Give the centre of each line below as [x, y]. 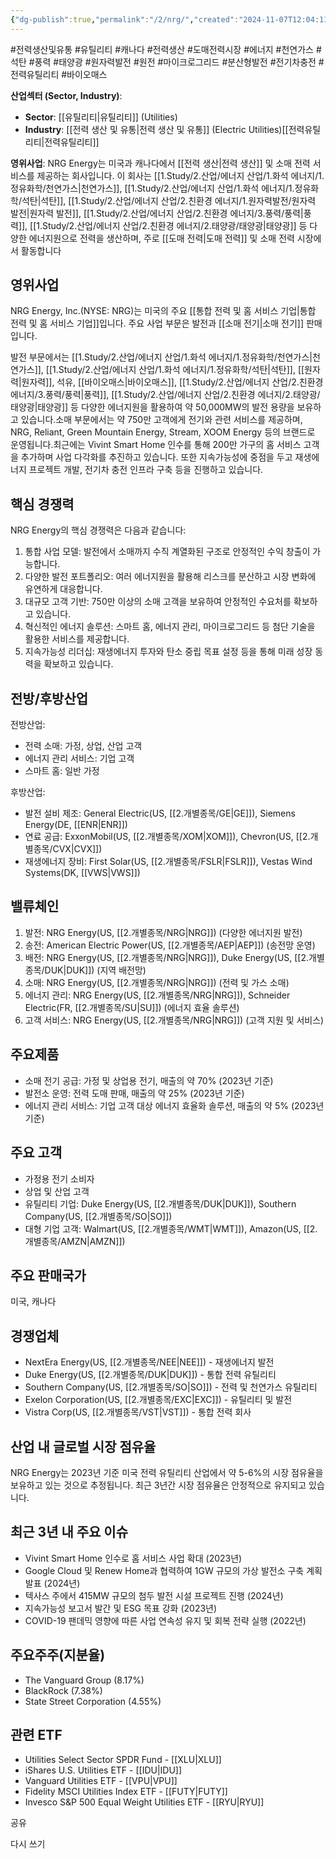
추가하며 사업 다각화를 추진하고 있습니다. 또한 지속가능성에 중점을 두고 [156, 457]
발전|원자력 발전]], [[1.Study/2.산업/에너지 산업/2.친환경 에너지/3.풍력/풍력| [157, 213]
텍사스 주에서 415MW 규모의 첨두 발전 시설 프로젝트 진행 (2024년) [154, 1595]
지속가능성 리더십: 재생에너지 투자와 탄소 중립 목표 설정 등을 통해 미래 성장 [168, 652]
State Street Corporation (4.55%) [93, 1701]
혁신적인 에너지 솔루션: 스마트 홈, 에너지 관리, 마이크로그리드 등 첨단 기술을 [170, 627]
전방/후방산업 [49, 698]
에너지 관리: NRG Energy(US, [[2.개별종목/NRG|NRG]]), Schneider [157, 995]
